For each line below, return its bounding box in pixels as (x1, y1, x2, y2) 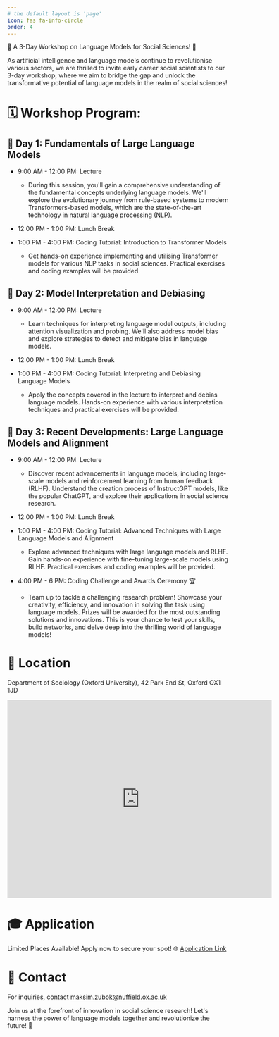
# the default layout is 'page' (7, 10, 102, 18)
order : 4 (7, 23, 33, 30)
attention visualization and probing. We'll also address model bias (27, 327, 218, 335)
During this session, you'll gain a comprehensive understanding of (27, 181, 221, 190)
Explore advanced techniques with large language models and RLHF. (27, 547, 228, 556)
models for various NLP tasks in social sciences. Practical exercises (27, 259, 225, 268)
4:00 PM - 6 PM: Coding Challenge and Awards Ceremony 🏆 (17, 577, 196, 585)
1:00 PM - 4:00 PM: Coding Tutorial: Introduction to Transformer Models (17, 238, 227, 247)
